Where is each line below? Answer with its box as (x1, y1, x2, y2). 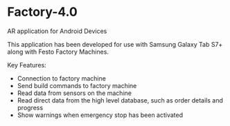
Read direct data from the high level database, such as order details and (17, 96, 223, 104)
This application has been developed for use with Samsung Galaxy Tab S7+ (7, 40, 223, 48)
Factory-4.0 (7, 4, 78, 20)
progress (17, 103, 44, 112)
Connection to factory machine (17, 74, 106, 83)
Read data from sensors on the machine (17, 89, 132, 97)
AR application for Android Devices (7, 27, 107, 35)
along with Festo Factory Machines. (7, 48, 109, 56)
